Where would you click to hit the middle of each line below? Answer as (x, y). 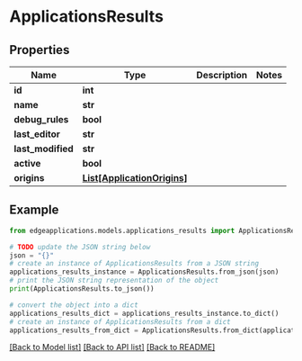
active (27, 163)
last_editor (37, 134)
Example (34, 210)
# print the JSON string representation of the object (114, 281)
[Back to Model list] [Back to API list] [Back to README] (112, 347)
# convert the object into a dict (74, 305)
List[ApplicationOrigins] (135, 178)
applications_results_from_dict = (74, 330)
